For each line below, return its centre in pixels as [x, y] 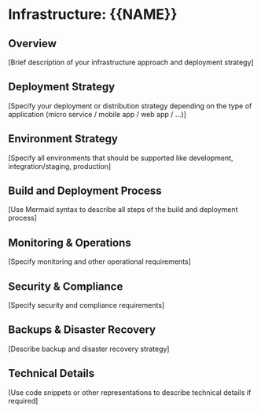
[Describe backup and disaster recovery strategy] [89, 349]
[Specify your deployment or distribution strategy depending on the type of [130, 106]
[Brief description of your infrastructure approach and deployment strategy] [131, 62]
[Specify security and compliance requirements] [86, 305]
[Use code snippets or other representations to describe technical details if [130, 392]
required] [23, 400]
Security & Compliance [66, 286]
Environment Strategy [63, 139]
